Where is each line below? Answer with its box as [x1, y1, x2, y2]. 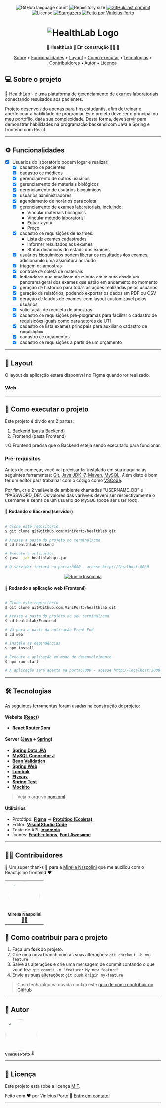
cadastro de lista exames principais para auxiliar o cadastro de [19, 323, 147, 329]
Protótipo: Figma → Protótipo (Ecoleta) [12, 816, 93, 822]
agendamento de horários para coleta [19, 198, 97, 204]
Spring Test [12, 778, 37, 785]
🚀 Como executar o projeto [5, 405, 89, 413]
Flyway [12, 774, 28, 779]
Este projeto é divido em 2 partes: [5, 418, 74, 424]
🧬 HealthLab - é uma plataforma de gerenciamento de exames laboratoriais [5, 91, 159, 97]
